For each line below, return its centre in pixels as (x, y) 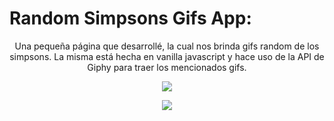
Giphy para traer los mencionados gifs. (167, 67)
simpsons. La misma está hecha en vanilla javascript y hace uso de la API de (167, 56)
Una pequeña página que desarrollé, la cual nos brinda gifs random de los (167, 46)
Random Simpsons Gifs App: (130, 18)
